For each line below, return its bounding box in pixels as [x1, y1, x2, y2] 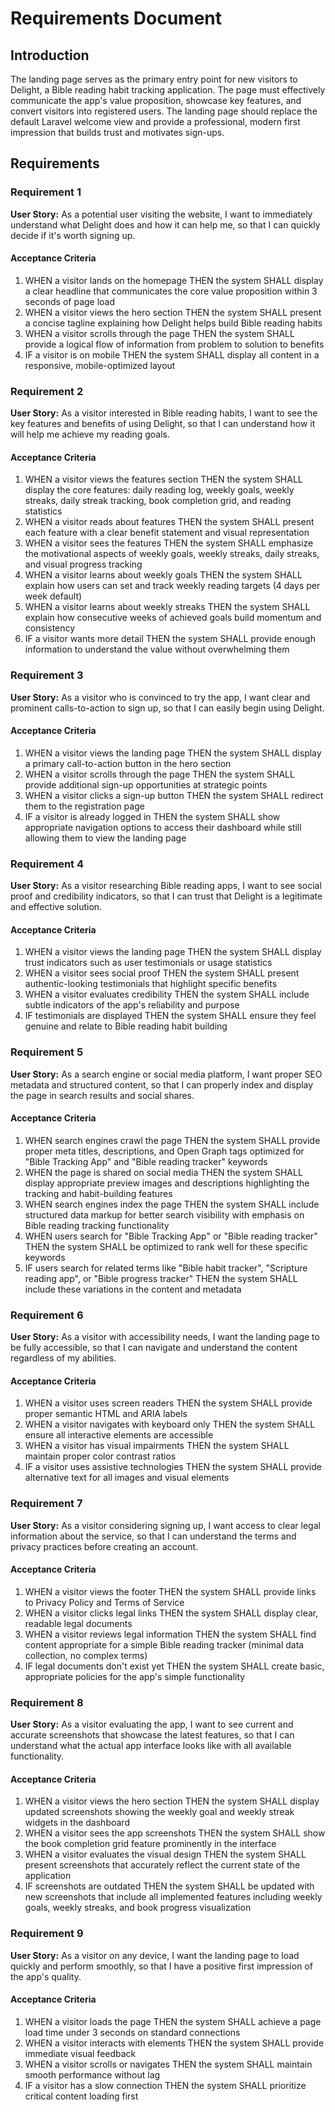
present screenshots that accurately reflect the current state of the [24, 1859, 301, 1871]
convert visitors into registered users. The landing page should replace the [10, 105, 318, 117]
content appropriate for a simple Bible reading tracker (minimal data [24, 1638, 305, 1651]
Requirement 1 [10, 185, 82, 199]
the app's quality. [10, 1970, 82, 1982]
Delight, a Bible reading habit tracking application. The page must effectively [10, 84, 326, 96]
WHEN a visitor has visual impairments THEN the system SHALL [24, 1440, 290, 1452]
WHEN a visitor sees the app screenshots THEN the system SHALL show [24, 1827, 326, 1839]
